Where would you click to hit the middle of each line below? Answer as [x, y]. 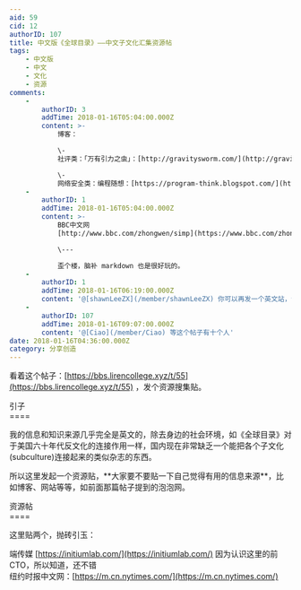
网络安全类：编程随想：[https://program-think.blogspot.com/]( [170, 183]
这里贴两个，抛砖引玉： [52, 535]
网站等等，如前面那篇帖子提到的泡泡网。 [115, 487]
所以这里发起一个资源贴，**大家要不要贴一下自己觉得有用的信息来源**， [143, 476]
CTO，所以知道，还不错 [53, 565]
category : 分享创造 [43, 349]
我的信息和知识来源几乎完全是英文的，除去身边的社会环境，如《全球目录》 [146, 435]
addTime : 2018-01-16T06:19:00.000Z [108, 291]
